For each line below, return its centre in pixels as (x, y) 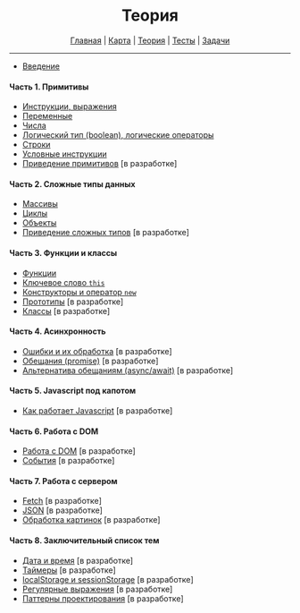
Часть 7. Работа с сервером (63, 481)
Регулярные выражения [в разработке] (97, 589)
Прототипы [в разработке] (73, 302)
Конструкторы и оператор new (79, 292)
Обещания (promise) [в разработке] (90, 361)
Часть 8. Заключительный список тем (84, 540)
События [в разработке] (68, 461)
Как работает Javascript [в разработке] (97, 410)
